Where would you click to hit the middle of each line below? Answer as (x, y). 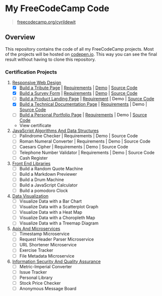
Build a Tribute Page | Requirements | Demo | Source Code (78, 88)
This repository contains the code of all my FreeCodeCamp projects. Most (80, 49)
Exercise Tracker (36, 250)
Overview (20, 37)
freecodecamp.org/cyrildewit (46, 22)
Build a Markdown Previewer (48, 174)
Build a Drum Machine (42, 179)
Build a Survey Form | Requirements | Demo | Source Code (78, 93)
